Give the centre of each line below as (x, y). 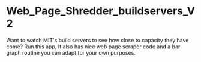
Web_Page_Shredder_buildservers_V (101, 11)
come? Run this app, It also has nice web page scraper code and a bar (93, 46)
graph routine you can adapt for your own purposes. (71, 52)
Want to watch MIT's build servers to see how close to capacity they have (97, 40)
